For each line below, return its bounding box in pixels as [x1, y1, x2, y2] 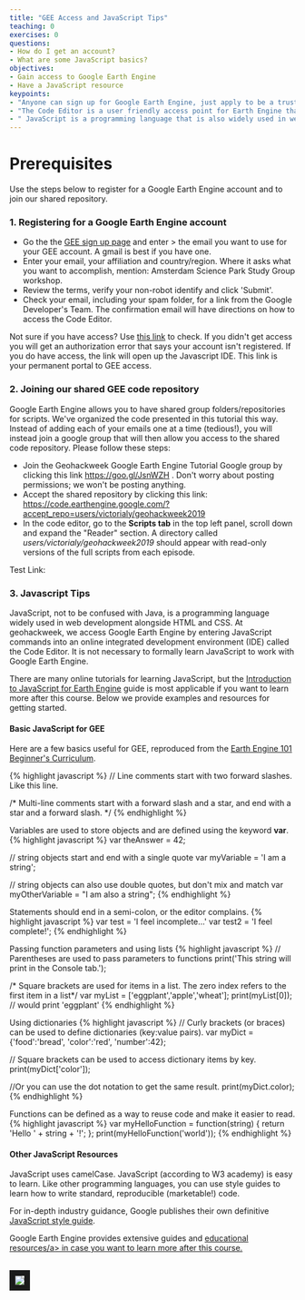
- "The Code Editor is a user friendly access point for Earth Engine [9, 106, 282, 115]
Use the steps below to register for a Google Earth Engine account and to [9, 183, 283, 195]
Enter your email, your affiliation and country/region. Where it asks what [22, 256, 291, 267]
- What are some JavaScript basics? [9, 55, 148, 64]
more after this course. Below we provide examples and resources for [9, 692, 271, 704]
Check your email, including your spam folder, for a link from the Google [22, 294, 292, 305]
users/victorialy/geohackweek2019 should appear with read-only [22, 537, 268, 547]
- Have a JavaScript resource [9, 81, 124, 90]
